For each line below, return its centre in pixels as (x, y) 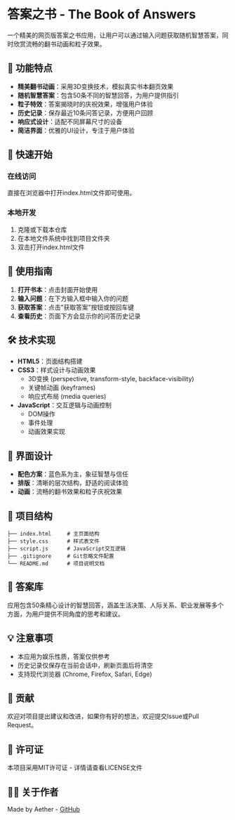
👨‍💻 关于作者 (33, 792)
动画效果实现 (46, 432)
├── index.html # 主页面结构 (53, 534)
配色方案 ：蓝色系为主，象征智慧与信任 (73, 474)
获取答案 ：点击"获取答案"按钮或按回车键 (76, 307)
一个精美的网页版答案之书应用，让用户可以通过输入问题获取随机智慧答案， (115, 35)
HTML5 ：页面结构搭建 (50, 362)
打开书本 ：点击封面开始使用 (58, 289)
